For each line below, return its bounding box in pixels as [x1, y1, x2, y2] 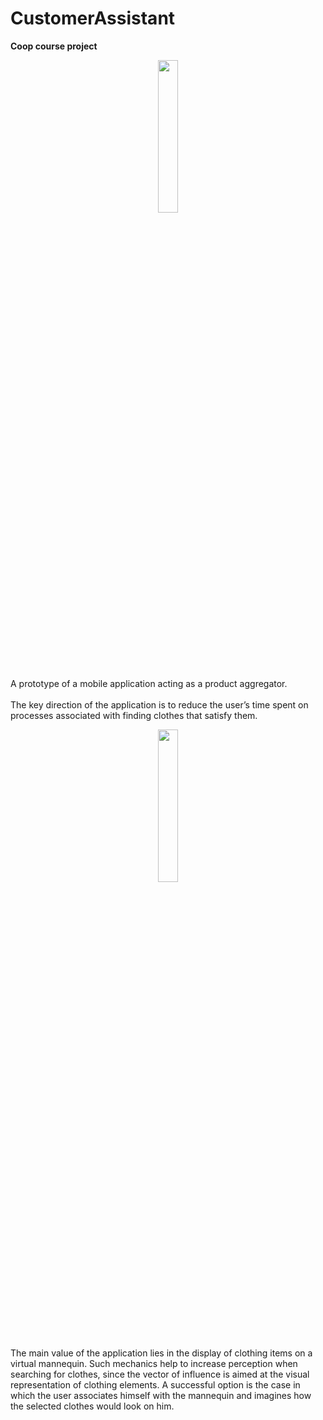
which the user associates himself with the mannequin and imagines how [10, 1389, 312, 1401]
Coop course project [10, 40, 98, 52]
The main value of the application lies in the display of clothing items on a [10, 1347, 313, 1359]
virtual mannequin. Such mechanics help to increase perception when [10, 1357, 298, 1369]
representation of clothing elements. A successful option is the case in [10, 1378, 301, 1391]
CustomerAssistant [10, 7, 176, 30]
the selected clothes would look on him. [10, 1400, 175, 1412]
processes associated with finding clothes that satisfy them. [10, 709, 258, 721]
